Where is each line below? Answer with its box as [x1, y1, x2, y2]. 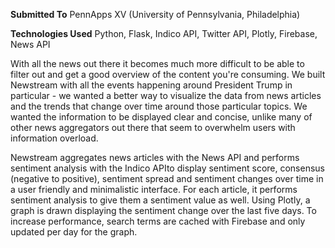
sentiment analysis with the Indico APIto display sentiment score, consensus [10, 162, 325, 174]
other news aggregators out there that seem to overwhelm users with [10, 122, 296, 133]
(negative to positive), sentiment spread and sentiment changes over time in [10, 173, 324, 184]
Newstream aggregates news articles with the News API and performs [10, 152, 300, 163]
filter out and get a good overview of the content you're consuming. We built [10, 69, 326, 80]
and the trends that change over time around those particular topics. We [10, 100, 308, 112]
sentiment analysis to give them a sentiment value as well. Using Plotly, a [10, 194, 311, 206]
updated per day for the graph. [10, 226, 138, 238]
